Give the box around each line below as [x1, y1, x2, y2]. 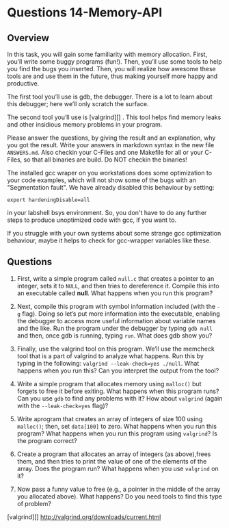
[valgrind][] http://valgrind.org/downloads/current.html [7, 512, 161, 521]
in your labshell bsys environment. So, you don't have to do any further [7, 209, 207, 216]
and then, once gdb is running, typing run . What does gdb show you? [16, 331, 213, 340]
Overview [7, 32, 50, 44]
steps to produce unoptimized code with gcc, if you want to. [7, 216, 176, 224]
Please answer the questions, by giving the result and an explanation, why [7, 134, 216, 142]
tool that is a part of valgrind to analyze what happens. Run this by [16, 351, 204, 360]
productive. [7, 79, 40, 87]
